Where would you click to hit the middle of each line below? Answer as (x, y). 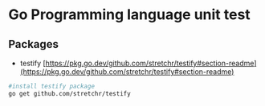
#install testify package (51, 86)
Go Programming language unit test (129, 15)
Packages (33, 44)
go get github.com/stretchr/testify (69, 93)
